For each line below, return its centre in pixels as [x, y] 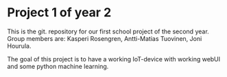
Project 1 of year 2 [59, 13]
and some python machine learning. [58, 66]
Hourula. [19, 46]
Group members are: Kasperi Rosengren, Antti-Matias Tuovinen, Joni [105, 38]
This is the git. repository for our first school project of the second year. [108, 31]
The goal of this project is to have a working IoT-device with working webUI [114, 59]
